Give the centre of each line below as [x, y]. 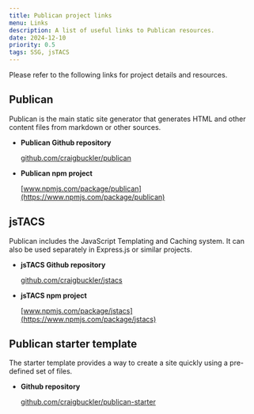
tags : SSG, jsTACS [39, 52]
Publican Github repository [66, 142]
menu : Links [28, 23]
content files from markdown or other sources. [85, 127]
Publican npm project [57, 173]
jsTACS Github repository [63, 264]
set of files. [54, 371]
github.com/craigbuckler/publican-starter [88, 402]
